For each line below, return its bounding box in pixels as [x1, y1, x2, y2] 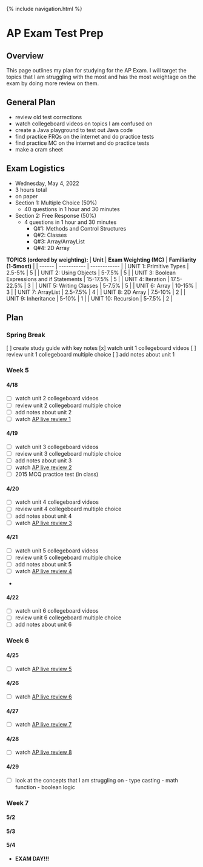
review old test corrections [15, 113, 82, 120]
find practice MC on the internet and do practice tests [15, 139, 150, 147]
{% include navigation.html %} [6, 5, 83, 12]
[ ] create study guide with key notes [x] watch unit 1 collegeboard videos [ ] [6, 344, 197, 352]
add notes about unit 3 [15, 457, 72, 464]
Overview [6, 50, 44, 61]
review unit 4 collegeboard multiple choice [15, 505, 122, 513]
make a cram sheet [15, 145, 64, 153]
